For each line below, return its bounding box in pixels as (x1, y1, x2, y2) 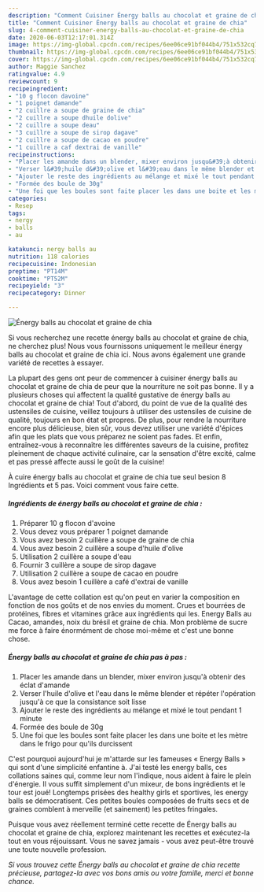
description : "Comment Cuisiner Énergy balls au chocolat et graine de (8, 11, 247, 20)
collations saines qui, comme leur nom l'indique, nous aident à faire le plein (8, 771, 251, 780)
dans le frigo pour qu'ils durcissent (19, 738, 133, 748)
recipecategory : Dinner (8, 289, 86, 298)
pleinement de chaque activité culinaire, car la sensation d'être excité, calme (8, 449, 256, 457)
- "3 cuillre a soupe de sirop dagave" (8, 128, 139, 136)
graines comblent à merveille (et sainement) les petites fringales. (8, 804, 218, 813)
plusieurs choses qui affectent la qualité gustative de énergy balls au (8, 390, 230, 399)
